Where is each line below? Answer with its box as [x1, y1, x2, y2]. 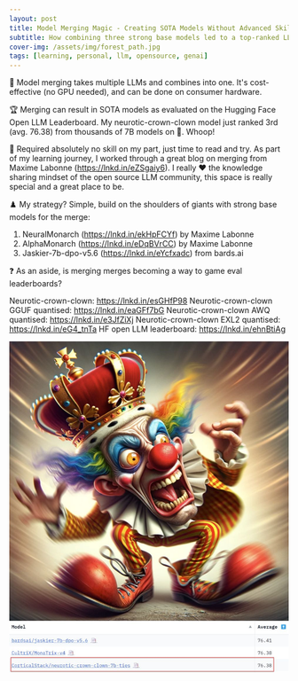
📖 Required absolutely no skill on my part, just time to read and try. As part [9, 144, 281, 154]
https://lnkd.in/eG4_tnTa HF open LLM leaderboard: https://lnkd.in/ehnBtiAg [9, 324, 286, 334]
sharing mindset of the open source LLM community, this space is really [9, 172, 273, 183]
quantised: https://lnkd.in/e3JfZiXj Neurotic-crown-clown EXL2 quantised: [9, 315, 281, 325]
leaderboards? [9, 278, 62, 289]
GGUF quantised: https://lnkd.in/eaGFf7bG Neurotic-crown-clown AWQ [9, 305, 271, 316]
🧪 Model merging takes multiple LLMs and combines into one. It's [9, 77, 248, 88]
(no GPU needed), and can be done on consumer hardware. [43, 87, 263, 98]
